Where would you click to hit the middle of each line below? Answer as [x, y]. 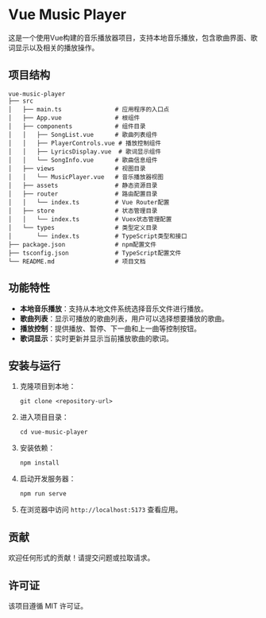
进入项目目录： [44, 417]
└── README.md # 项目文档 [77, 261]
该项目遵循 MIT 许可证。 [48, 606]
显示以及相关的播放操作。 [57, 47]
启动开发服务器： [48, 479]
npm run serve [43, 494]
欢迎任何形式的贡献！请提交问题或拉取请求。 [81, 558]
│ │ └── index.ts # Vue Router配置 [89, 202]
